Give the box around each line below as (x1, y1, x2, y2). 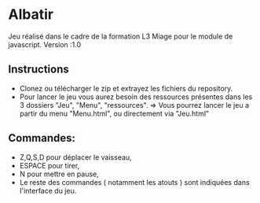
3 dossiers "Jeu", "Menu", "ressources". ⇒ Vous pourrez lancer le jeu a (19, 100, 250, 109)
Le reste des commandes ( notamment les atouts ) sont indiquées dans (19, 177, 250, 186)
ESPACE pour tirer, (19, 161, 80, 170)
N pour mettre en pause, (19, 169, 100, 179)
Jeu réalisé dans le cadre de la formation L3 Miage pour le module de (8, 31, 233, 41)
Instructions (8, 63, 69, 76)
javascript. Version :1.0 (8, 39, 82, 49)
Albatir (8, 6, 53, 24)
